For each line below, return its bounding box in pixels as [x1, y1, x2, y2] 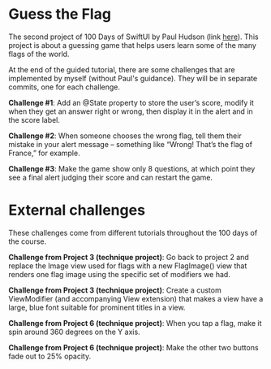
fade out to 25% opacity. [8, 351, 92, 361]
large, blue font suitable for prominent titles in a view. [8, 302, 186, 312]
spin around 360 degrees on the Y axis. [8, 327, 140, 336]
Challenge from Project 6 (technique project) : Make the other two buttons [8, 342, 259, 352]
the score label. [8, 115, 61, 124]
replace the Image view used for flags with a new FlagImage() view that [8, 261, 247, 271]
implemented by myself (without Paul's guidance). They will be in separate [8, 73, 258, 83]
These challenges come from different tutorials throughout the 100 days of [8, 228, 258, 237]
